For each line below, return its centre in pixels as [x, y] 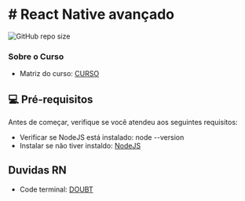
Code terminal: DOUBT [56, 189]
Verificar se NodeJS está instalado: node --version [102, 137]
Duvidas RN [37, 170]
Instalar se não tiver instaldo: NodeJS [80, 146]
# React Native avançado [91, 15]
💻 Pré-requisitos [51, 99]
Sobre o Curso [36, 57]
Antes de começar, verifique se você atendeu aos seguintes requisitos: [123, 122]
